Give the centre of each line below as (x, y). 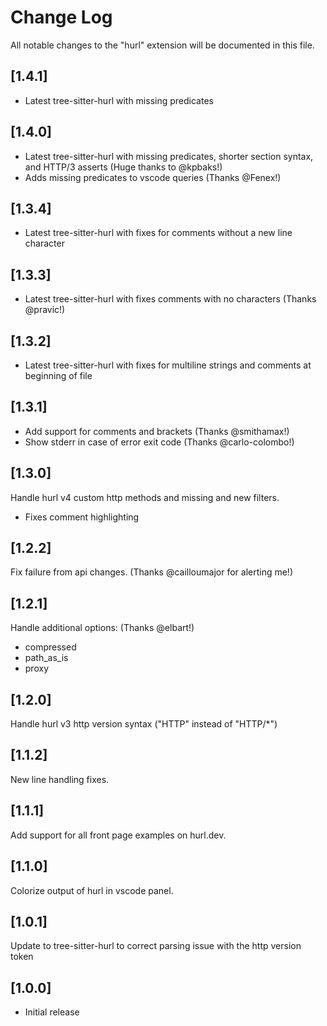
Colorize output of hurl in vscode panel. (92, 890)
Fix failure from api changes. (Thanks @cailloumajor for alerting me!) (151, 572)
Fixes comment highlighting (82, 517)
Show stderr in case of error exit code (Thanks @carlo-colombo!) (159, 442)
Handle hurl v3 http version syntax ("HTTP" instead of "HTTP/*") (144, 724)
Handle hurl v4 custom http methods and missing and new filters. (145, 497)
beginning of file (58, 375)
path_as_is (46, 658)
